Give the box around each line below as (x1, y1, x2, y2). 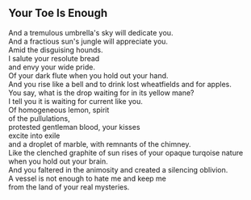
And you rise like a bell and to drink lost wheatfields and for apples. (8, 79, 232, 89)
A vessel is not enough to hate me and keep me (8, 173, 167, 183)
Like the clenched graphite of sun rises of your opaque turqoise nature (8, 148, 244, 157)
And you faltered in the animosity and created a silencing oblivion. (8, 165, 228, 174)
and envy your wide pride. (8, 62, 95, 72)
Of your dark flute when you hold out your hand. (8, 70, 169, 80)
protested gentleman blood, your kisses (8, 122, 140, 131)
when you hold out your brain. (8, 156, 108, 166)
